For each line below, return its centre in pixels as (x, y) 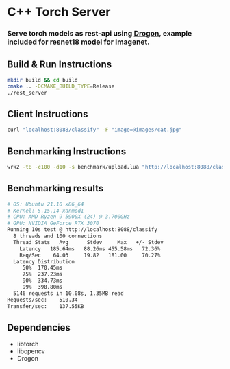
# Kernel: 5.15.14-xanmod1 (46, 211)
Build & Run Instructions (60, 64)
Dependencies (39, 328)
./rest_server (27, 93)
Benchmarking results (55, 188)
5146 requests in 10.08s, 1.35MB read (69, 293)
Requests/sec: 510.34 (42, 300)
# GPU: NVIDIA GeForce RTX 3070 (53, 224)
